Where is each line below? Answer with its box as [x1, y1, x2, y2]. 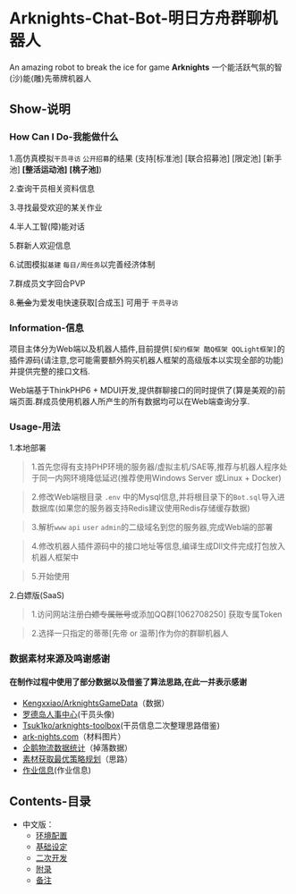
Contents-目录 [9, 793, 91, 809]
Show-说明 [9, 102, 72, 117]
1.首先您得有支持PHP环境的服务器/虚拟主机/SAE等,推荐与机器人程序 [30, 461, 280, 472]
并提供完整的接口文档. [9, 366, 91, 376]
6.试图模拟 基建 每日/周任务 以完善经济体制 [9, 258, 156, 269]
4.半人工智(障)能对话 [9, 221, 85, 232]
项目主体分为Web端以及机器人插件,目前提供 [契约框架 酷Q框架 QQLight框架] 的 [9, 343, 285, 354]
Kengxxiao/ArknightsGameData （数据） [21, 698, 170, 709]
